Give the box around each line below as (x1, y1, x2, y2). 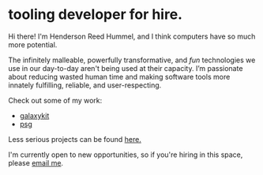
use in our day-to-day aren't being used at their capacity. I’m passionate (8, 63, 243, 73)
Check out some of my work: (8, 95, 103, 105)
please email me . (8, 158, 64, 167)
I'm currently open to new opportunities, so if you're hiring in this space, (8, 150, 243, 159)
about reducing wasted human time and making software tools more (8, 72, 231, 81)
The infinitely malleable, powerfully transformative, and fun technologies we (8, 55, 256, 65)
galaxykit (19, 110, 50, 120)
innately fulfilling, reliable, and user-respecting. (8, 80, 162, 90)
